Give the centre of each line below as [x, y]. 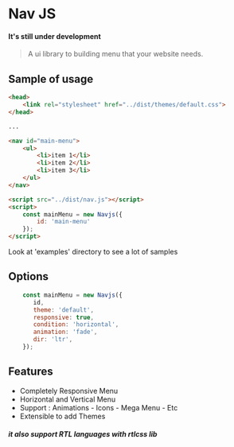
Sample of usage [51, 79]
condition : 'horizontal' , [76, 325]
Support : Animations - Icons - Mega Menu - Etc [99, 407]
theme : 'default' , [63, 310]
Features [31, 372]
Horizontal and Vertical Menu [68, 399]
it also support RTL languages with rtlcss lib [83, 434]
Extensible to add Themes [62, 416]
